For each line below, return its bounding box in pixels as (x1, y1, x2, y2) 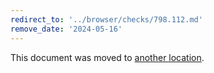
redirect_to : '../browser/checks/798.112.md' (10, 14, 203, 25)
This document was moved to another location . (10, 51, 205, 63)
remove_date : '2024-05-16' (10, 24, 123, 34)
